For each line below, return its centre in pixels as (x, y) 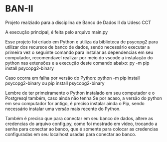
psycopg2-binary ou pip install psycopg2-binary (55, 83)
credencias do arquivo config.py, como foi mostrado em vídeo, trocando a (82, 124)
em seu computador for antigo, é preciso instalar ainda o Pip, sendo (75, 103)
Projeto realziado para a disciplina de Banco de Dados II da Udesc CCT (78, 22)
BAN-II (19, 9)
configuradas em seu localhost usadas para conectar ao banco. (71, 134)
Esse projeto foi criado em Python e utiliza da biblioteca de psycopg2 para (82, 42)
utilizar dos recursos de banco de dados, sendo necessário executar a (78, 47)
